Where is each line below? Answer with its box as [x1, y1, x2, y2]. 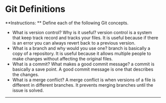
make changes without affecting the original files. [12, 55, 113, 61]
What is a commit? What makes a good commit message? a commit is [12, 61, 155, 67]
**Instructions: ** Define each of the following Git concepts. [5, 20, 128, 26]
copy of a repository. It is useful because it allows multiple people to [12, 51, 152, 56]
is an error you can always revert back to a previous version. [12, 40, 136, 46]
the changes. [12, 71, 40, 77]
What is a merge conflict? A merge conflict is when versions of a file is [12, 77, 156, 83]
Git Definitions [5, 3, 66, 15]
